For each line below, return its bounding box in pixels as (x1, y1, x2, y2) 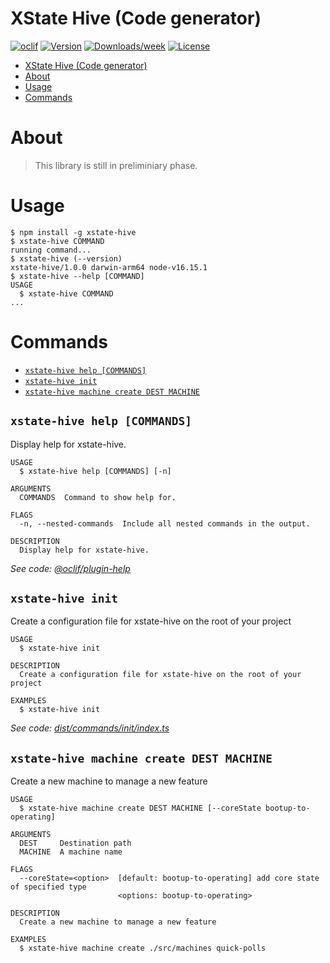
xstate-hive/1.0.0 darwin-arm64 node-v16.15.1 (10, 262, 208, 272)
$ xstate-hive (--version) (10, 253, 123, 264)
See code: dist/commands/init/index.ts (10, 722, 170, 734)
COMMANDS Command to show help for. (19, 492, 177, 502)
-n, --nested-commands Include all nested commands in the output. (19, 518, 311, 529)
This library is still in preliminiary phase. (34, 159, 198, 171)
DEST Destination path (19, 838, 132, 849)
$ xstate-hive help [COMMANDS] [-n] (19, 466, 172, 476)
